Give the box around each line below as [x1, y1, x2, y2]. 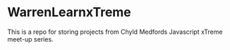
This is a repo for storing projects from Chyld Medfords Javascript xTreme [7, 27, 223, 36]
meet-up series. [7, 35, 54, 43]
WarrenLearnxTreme [7, 4, 132, 20]
